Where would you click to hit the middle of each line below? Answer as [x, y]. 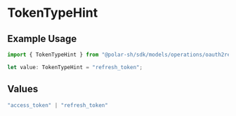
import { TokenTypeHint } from [53, 55]
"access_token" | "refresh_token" [58, 105]
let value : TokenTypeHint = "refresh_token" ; [75, 67]
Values [23, 89]
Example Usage [42, 39]
